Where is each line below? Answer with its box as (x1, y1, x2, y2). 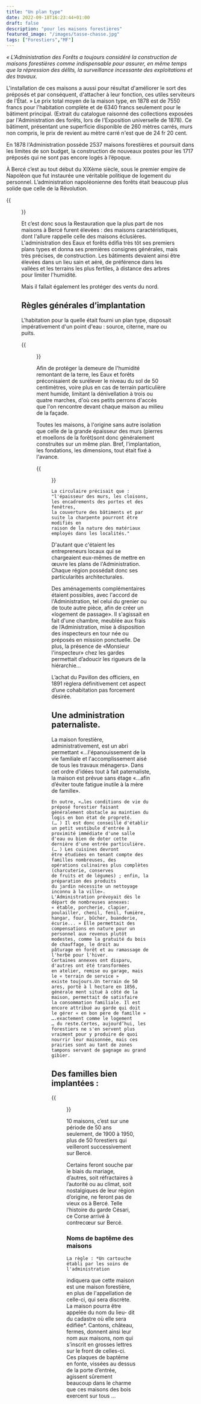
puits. (21, 329, 36, 336)
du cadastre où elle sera (66, 1315, 126, 1322)
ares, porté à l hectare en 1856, (51, 984, 138, 990)
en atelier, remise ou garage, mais (51, 967, 143, 974)
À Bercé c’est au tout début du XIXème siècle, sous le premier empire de (6, 165, 186, 173)
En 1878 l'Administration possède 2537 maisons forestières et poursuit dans (6, 141, 194, 148)
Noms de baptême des (66, 1234, 134, 1243)
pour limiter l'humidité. (21, 271, 77, 278)
